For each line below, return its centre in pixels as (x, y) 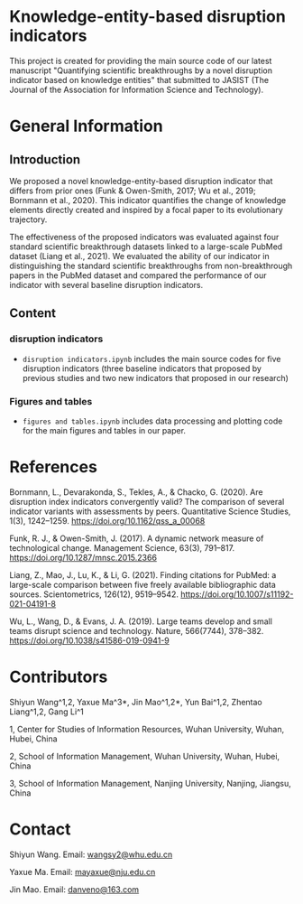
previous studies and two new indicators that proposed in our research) (155, 377)
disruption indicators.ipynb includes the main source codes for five (151, 359)
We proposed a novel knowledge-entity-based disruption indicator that (141, 181)
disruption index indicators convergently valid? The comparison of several (147, 501)
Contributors (59, 677)
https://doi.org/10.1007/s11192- (237, 594)
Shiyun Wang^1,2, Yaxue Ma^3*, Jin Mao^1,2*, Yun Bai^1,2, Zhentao (136, 702)
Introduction (45, 159)
